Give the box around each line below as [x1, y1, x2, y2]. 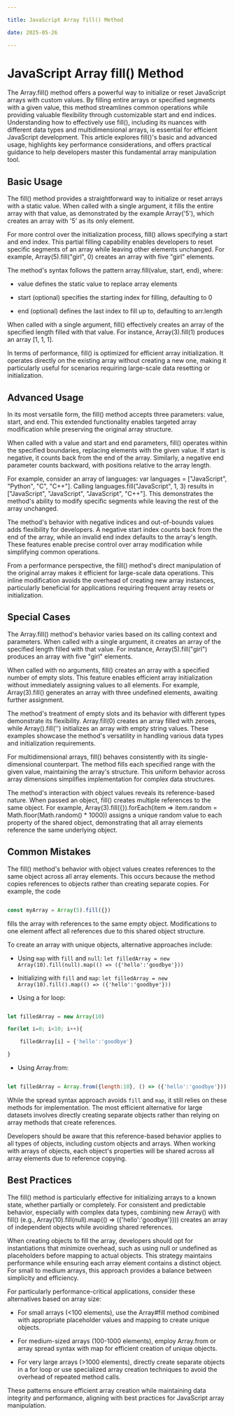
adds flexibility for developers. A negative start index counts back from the [7, 525, 222, 534]
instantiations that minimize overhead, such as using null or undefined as [7, 1244, 218, 1252]
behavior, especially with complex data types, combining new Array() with [7, 1208, 220, 1216]
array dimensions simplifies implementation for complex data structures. [7, 775, 215, 783]
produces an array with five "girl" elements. [7, 652, 133, 661]
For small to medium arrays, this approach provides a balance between [7, 1266, 212, 1274]
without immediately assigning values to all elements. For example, [7, 680, 200, 689]
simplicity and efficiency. [7, 1273, 79, 1282]
